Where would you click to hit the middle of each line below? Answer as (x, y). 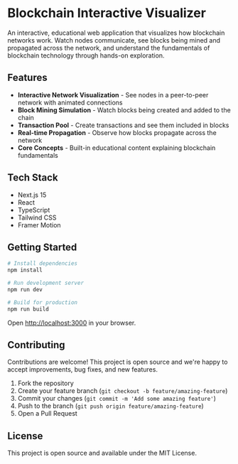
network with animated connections (70, 102)
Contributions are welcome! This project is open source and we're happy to (118, 362)
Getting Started (42, 247)
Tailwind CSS (37, 217)
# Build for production (43, 302)
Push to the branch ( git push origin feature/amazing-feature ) (110, 406)
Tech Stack (33, 178)
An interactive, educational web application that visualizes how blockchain (116, 33)
